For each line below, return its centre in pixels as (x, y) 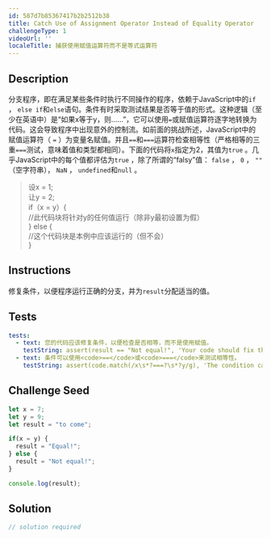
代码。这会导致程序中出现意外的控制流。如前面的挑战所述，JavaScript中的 (132, 129)
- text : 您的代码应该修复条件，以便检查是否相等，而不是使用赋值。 (114, 343)
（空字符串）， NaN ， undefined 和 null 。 (75, 170)
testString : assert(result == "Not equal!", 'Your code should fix (138, 351)
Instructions (40, 270)
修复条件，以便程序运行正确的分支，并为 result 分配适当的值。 (111, 291)
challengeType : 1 (38, 31)
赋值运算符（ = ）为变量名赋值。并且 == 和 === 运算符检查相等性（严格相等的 (131, 139)
